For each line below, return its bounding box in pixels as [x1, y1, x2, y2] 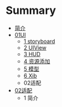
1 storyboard [23, 37, 55, 45]
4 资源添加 [23, 57, 50, 65]
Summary [5, 4, 56, 18]
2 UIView [23, 44, 47, 51]
